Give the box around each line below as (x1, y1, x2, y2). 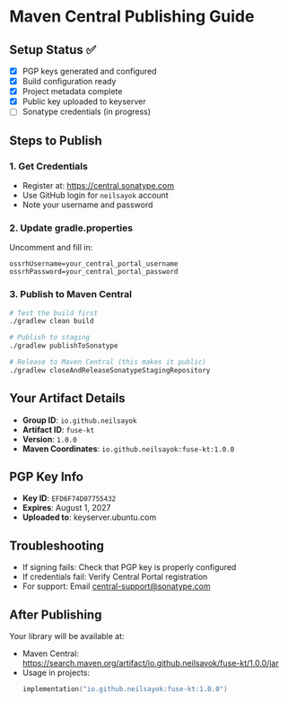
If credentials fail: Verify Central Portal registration (22, 572, 208, 583)
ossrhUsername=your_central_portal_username (9, 259, 179, 268)
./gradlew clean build (9, 317, 94, 326)
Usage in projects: (22, 667, 91, 679)
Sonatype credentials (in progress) (22, 106, 151, 118)
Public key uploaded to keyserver (22, 96, 146, 107)
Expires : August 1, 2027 (22, 503, 111, 513)
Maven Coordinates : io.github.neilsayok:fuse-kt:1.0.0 (22, 443, 235, 454)
